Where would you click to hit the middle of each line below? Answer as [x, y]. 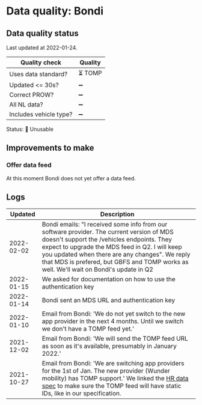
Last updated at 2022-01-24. [42, 47]
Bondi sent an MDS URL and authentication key [109, 300]
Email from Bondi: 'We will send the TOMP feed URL [115, 338]
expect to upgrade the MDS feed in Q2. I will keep [112, 246]
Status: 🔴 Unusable [30, 129]
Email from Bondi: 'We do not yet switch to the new [114, 314]
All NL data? [26, 105]
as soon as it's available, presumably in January [109, 346]
